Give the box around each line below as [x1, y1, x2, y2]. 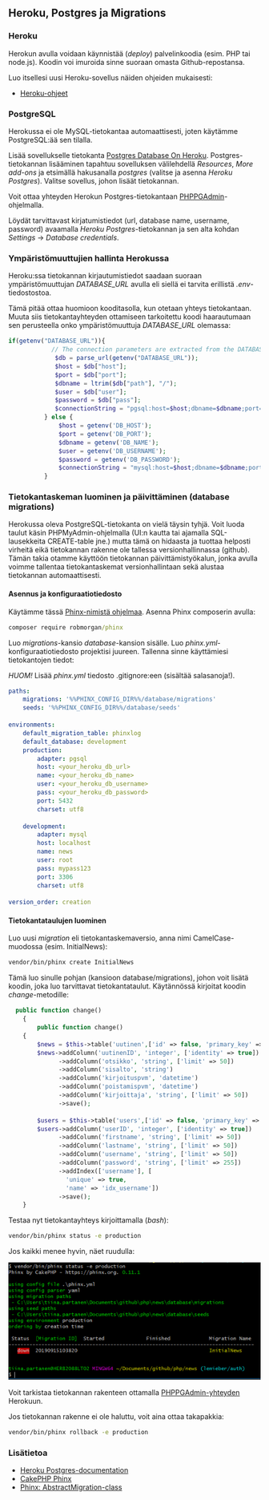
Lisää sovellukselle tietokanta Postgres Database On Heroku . [8, 150, 209, 160]
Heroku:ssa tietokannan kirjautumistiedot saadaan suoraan [8, 271, 203, 281]
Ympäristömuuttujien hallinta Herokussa [8, 253, 170, 264]
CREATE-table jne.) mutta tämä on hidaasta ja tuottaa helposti [47, 536, 251, 546]
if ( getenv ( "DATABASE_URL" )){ [8, 337, 106, 346]
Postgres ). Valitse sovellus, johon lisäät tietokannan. [8, 176, 179, 185]
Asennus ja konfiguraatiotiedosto [8, 589, 122, 599]
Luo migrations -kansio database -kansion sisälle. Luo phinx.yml [8, 637, 218, 648]
